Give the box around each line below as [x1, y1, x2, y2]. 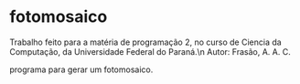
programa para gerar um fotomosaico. [9, 64, 154, 75]
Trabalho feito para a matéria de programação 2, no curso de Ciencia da [9, 37, 282, 47]
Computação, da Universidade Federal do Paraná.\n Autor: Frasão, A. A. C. [9, 46, 291, 57]
